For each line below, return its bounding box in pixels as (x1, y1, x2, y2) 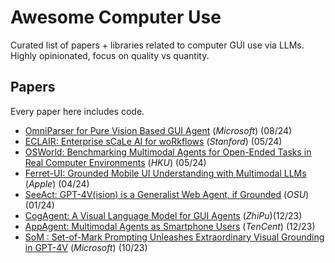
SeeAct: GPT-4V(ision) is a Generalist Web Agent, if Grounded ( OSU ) (24, 188, 310, 200)
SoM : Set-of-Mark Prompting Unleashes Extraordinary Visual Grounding (24, 231, 325, 243)
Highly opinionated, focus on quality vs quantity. (10, 49, 210, 61)
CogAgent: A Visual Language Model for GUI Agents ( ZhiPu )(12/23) (24, 209, 303, 221)
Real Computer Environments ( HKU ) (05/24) (24, 156, 207, 168)
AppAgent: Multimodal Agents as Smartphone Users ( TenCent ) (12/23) (24, 220, 316, 232)
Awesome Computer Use (10, 6, 222, 29)
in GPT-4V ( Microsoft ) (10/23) (24, 241, 148, 253)
